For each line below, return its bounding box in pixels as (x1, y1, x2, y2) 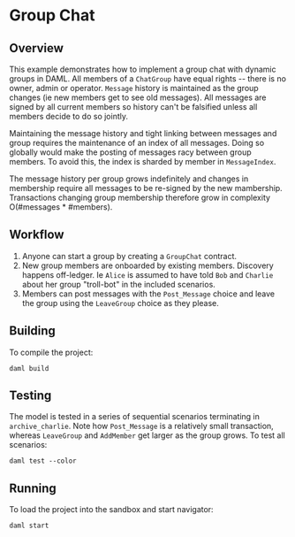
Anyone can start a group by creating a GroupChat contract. (21, 250, 237, 261)
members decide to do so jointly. (9, 111, 128, 121)
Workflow (9, 227, 64, 242)
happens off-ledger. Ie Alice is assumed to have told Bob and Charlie (21, 269, 274, 280)
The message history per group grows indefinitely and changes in (9, 173, 249, 184)
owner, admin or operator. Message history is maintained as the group (9, 83, 259, 93)
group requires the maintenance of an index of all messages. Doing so (9, 138, 265, 148)
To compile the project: (9, 347, 94, 357)
